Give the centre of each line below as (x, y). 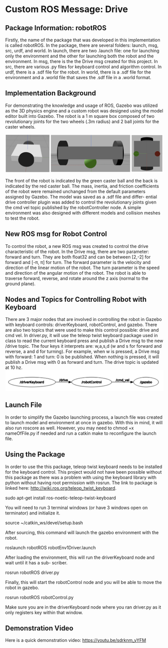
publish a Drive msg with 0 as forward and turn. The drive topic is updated (82, 362)
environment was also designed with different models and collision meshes (83, 213)
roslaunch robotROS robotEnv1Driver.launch (51, 547)
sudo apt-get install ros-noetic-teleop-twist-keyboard (61, 498)
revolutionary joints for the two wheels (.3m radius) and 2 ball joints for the (82, 121)
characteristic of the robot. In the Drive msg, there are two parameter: (77, 251)
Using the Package (35, 455)
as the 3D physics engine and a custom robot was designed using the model (84, 111)
